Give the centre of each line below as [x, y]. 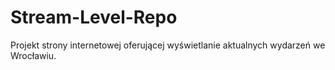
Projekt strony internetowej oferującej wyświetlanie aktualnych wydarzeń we [168, 45]
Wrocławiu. [33, 55]
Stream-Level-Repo [94, 17]
